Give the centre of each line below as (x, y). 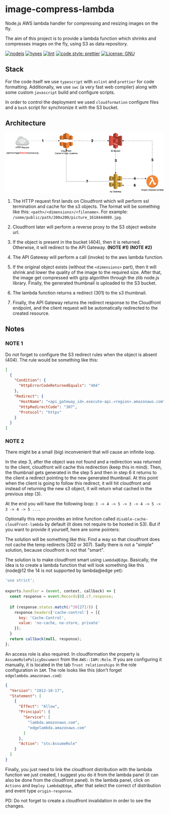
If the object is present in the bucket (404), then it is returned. (76, 242)
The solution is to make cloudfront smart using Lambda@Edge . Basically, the (81, 560)
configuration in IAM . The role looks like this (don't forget (64, 670)
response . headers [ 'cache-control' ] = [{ (57, 612)
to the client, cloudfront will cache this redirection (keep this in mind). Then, (83, 467)
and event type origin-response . (39, 791)
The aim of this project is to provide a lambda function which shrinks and (81, 38)
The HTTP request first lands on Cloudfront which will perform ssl (81, 201)
